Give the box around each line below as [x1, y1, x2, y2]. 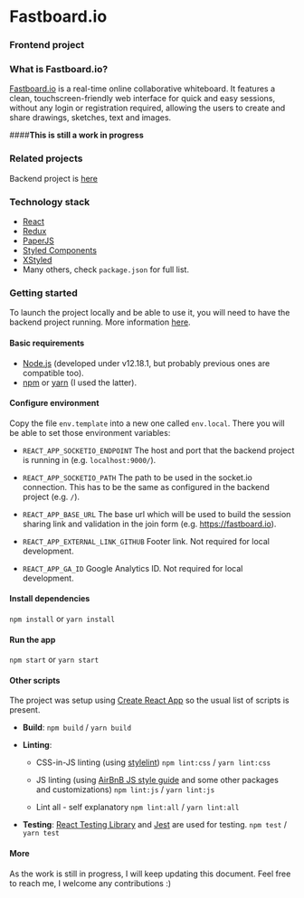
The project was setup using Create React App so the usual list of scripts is [9, 695, 290, 706]
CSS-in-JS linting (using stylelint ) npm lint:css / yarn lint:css [35, 757, 271, 768]
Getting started [9, 287, 79, 299]
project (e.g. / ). [22, 491, 80, 502]
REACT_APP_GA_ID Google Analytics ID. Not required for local [22, 562, 243, 573]
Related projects [9, 152, 83, 165]
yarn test [22, 829, 61, 838]
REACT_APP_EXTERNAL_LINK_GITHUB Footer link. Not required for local [22, 535, 270, 546]
